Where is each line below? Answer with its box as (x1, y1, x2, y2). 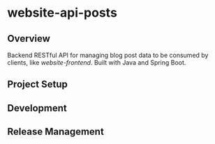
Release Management (7, 126, 105, 138)
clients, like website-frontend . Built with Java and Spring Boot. (7, 58, 186, 67)
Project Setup (7, 79, 68, 90)
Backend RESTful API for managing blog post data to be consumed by (7, 51, 209, 59)
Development (7, 102, 68, 114)
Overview (7, 33, 51, 45)
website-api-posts (7, 5, 117, 21)
